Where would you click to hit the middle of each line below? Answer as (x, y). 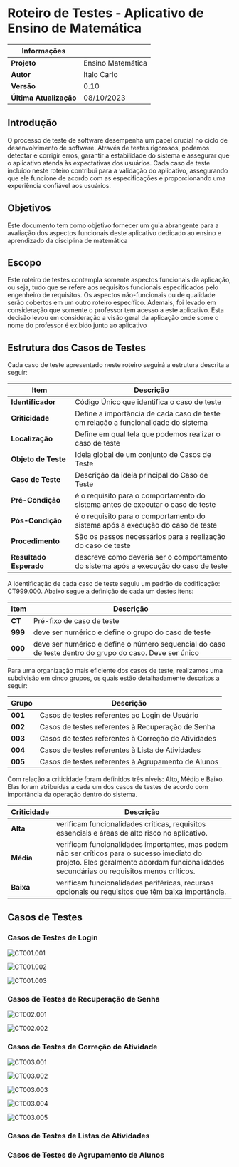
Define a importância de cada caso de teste (147, 413)
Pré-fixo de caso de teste (76, 621)
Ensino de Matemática (75, 28)
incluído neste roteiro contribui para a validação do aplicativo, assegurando (118, 170)
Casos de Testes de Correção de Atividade (83, 1047)
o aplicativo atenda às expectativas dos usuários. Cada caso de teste (109, 163)
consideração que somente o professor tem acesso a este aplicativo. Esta (116, 310)
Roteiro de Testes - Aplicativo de (106, 13)
